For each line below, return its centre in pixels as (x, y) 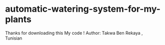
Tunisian (14, 38)
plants (18, 19)
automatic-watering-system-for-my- (83, 9)
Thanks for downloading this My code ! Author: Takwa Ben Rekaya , (74, 33)
